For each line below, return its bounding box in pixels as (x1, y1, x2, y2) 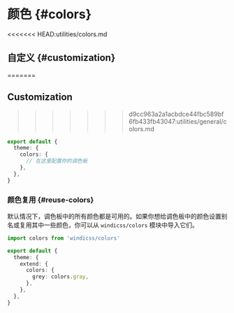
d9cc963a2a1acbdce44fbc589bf (129, 110, 224, 118)
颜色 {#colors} (7, 6, 92, 22)
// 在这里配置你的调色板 (25, 158, 88, 165)
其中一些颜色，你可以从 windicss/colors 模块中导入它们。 (31, 221, 199, 229)
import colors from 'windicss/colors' (7, 235, 120, 242)
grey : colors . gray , (32, 273, 89, 280)
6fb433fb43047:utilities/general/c (129, 117, 227, 126)
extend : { (20, 260, 49, 268)
